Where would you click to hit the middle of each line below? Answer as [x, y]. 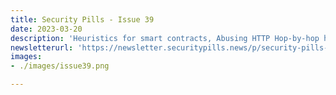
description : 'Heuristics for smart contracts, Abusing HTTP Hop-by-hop [165, 38]
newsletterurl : [42, 47]
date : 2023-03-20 [46, 29]
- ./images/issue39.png [60, 66]
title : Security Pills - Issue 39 [82, 19]
